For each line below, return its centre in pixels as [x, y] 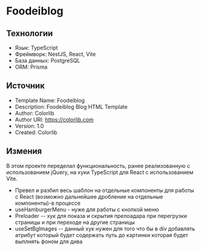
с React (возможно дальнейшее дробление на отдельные [89, 196]
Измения [24, 151]
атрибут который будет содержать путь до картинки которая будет [101, 235]
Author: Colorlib [34, 113]
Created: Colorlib [36, 132]
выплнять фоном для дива [49, 241]
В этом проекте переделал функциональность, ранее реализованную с [98, 166]
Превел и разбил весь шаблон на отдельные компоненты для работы [104, 190]
